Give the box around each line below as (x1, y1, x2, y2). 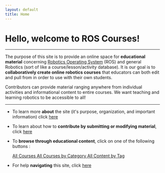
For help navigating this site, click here (12, 163, 92, 169)
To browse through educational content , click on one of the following (12, 138, 155, 144)
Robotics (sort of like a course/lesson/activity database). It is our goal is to (5, 64, 156, 70)
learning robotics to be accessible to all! (5, 94, 86, 101)
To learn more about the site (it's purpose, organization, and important (12, 109, 156, 115)
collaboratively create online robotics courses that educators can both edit (5, 69, 160, 75)
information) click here (12, 114, 58, 120)
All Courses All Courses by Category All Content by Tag (12, 153, 125, 159)
